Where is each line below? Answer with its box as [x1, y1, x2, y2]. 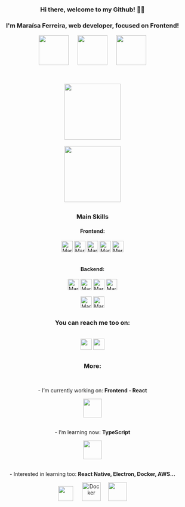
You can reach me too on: [54, 318, 131, 327]
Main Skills [76, 213, 109, 220]
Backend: [81, 265, 104, 272]
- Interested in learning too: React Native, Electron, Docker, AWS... [10, 470, 175, 477]
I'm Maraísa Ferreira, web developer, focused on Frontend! [6, 21, 179, 29]
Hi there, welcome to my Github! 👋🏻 [40, 5, 145, 14]
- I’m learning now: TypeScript [54, 428, 131, 435]
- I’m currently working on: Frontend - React [38, 386, 147, 394]
